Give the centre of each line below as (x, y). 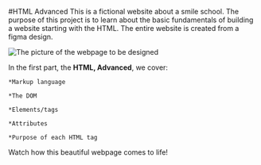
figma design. (31, 36)
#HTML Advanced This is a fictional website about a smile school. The (124, 12)
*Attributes (28, 124)
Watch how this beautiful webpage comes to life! (88, 152)
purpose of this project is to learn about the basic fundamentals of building (131, 20)
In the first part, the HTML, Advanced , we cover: (88, 67)
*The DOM (23, 96)
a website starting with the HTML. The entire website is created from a (124, 28)
